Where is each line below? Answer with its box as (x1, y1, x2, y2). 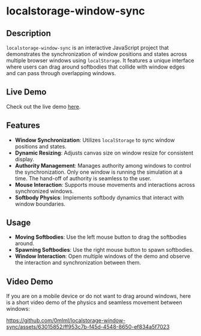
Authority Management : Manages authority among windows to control (14, 162, 191, 169)
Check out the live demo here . (6, 103, 81, 110)
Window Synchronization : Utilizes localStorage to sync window (14, 136, 175, 144)
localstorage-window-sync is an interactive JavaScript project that (6, 44, 169, 51)
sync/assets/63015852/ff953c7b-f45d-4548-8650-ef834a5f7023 (6, 323, 170, 331)
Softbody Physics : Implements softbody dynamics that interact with (14, 194, 184, 201)
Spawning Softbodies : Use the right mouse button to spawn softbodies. (14, 246, 194, 254)
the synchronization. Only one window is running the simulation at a (14, 168, 183, 176)
